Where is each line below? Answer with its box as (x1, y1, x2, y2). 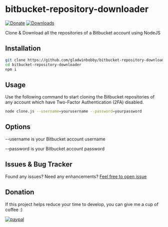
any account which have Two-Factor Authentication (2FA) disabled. (5, 99, 144, 105)
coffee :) (5, 206, 23, 212)
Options (5, 122, 31, 131)
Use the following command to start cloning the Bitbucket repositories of (5, 94, 155, 100)
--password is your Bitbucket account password (5, 145, 105, 151)
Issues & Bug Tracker (5, 160, 72, 168)
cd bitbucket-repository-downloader (5, 62, 81, 67)
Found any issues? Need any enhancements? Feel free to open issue (5, 173, 147, 179)
